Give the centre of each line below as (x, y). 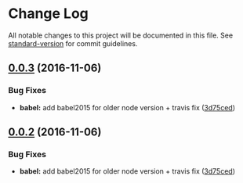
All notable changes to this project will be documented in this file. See (121, 35)
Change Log (48, 14)
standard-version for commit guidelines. (73, 43)
